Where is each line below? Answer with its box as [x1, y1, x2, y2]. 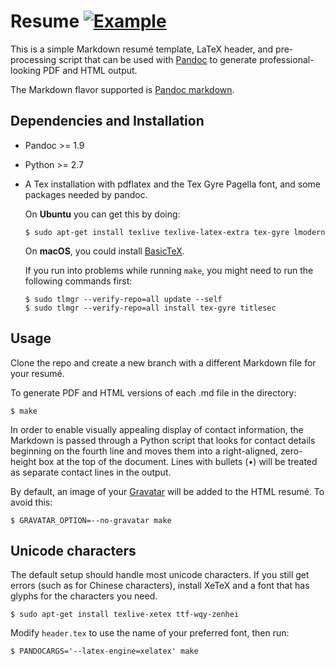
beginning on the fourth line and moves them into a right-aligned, [10, 445, 279, 457]
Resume [10, 10, 80, 33]
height [10, 455, 37, 467]
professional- [259, 53, 315, 65]
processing [10, 53, 57, 65]
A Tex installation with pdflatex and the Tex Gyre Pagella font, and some [24, 178, 322, 190]
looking [10, 64, 42, 76]
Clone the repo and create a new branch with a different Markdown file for [10, 356, 317, 369]
